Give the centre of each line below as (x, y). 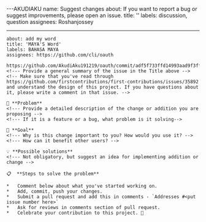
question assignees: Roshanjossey (50, 22)
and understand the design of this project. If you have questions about (103, 87)
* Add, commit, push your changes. (55, 191)
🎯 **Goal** (20, 130)
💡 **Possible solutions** (40, 151)
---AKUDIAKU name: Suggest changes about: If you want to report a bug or (102, 9)
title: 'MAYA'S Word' (34, 44)
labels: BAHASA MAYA (33, 50)
